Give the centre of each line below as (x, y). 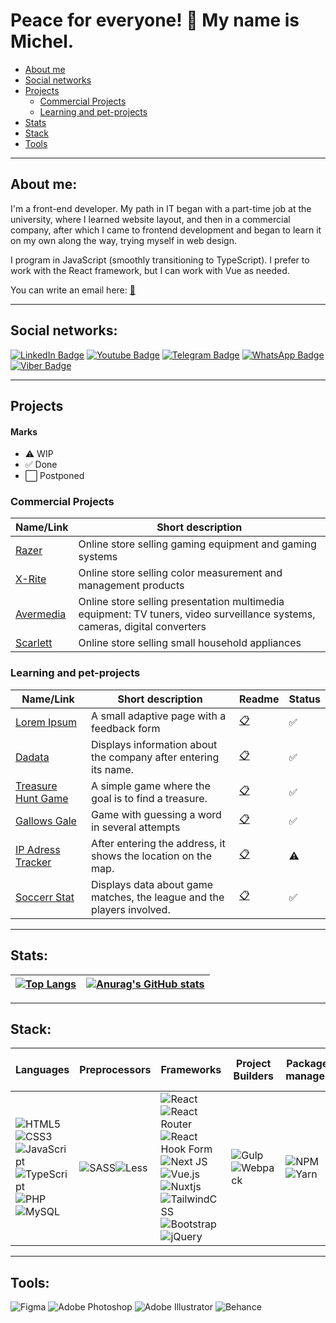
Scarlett (34, 643)
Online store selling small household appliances (190, 643)
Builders (253, 1076)
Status (304, 699)
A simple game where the (151, 786)
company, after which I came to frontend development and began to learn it (166, 230)
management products (131, 586)
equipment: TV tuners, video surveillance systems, (197, 614)
